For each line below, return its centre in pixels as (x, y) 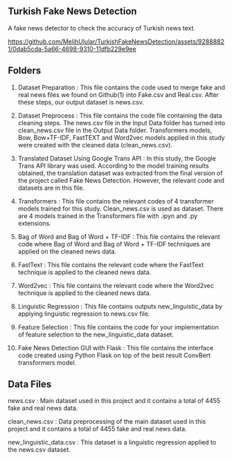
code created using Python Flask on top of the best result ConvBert (114, 355)
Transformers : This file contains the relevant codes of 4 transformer (116, 201)
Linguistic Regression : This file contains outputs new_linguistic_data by (120, 306)
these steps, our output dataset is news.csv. (81, 102)
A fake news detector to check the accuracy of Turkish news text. (102, 28)
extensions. (34, 223)
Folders (25, 71)
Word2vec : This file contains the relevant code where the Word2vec (116, 285)
